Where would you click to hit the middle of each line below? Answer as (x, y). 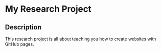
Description (23, 27)
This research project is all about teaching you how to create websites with (80, 39)
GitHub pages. (20, 44)
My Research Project (48, 9)
